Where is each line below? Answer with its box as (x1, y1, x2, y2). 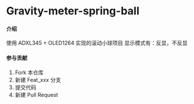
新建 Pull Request (14, 91, 58, 98)
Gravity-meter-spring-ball (6, 4, 140, 18)
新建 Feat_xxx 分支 (14, 76, 61, 83)
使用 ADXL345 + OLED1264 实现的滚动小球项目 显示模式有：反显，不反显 (6, 39, 188, 47)
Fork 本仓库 (14, 69, 44, 76)
